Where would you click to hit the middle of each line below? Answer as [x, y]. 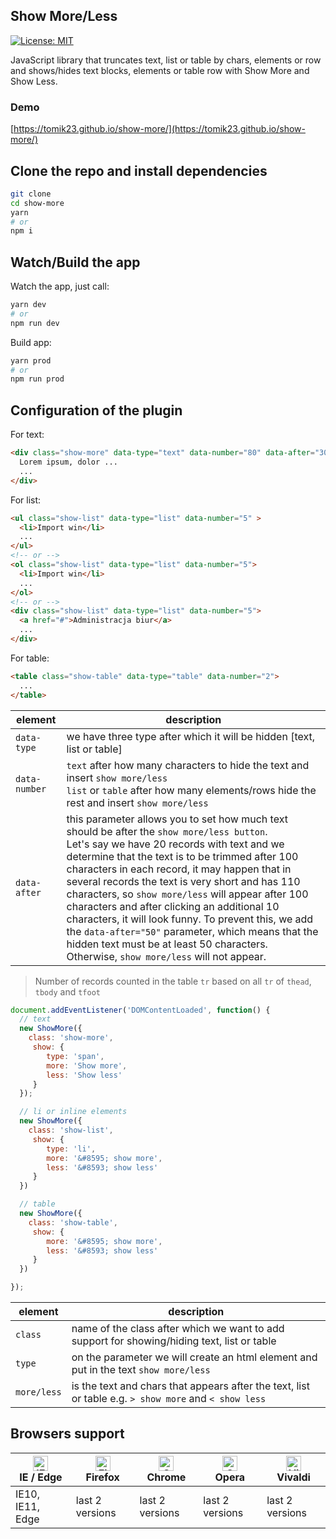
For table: [30, 658]
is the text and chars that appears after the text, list [190, 1386]
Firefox [102, 1477]
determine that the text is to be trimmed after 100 [182, 856]
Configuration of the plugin [96, 410]
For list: [26, 500]
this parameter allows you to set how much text [177, 819]
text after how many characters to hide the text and [188, 765]
